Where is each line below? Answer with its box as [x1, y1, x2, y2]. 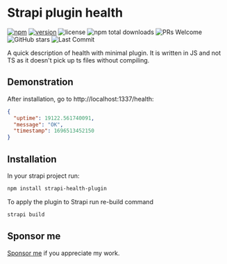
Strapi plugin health [7, 5, 124, 21]
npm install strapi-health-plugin [7, 185, 108, 192]
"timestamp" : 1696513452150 [13, 127, 95, 135]
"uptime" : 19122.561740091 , [13, 115, 95, 122]
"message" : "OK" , [13, 121, 64, 128]
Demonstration [7, 76, 74, 88]
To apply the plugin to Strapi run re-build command [7, 197, 154, 206]
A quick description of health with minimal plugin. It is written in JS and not [7, 49, 221, 57]
